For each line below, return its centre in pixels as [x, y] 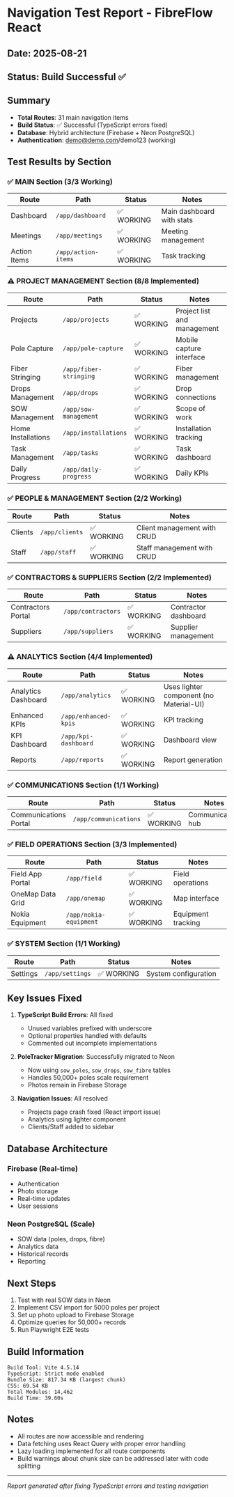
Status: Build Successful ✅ [67, 77]
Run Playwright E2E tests [53, 1330]
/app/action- [77, 253]
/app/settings [68, 974]
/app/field [84, 878]
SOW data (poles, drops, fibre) [61, 1239]
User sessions [38, 1206]
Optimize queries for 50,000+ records [72, 1322]
